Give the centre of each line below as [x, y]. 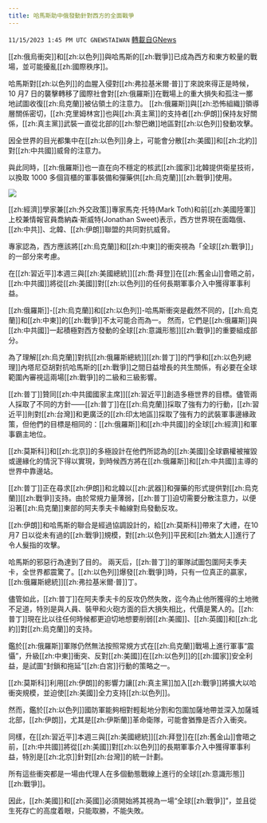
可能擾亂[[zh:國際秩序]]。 [71, 66]
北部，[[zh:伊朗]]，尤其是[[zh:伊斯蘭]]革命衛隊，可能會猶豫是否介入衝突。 [130, 719]
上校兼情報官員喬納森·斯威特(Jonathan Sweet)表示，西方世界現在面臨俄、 [129, 219]
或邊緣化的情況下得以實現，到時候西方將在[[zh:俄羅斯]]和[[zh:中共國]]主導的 [133, 461]
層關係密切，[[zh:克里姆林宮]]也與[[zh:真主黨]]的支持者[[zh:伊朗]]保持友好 [130, 113]
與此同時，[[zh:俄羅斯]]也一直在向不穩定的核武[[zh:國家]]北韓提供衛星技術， [133, 167]
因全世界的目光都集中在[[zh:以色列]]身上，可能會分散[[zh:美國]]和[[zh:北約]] [133, 140]
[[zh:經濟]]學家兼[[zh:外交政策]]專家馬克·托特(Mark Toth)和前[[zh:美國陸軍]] [132, 209]
